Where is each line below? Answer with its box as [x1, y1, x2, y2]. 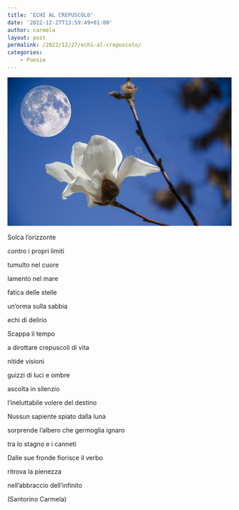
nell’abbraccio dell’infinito [7, 481, 83, 489]
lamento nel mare [7, 274, 58, 282]
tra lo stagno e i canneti [7, 440, 77, 448]
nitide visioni [7, 356, 45, 366]
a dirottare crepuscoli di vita [7, 343, 90, 351]
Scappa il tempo [7, 329, 55, 338]
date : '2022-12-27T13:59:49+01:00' [7, 18, 113, 26]
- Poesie [20, 57, 46, 64]
